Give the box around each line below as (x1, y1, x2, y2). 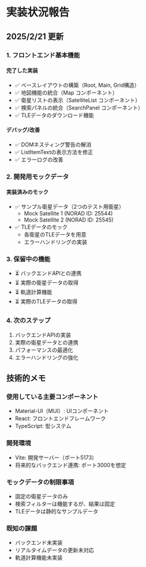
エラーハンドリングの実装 (23, 238, 88, 246)
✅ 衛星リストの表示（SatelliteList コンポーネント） (14, 96, 141, 104)
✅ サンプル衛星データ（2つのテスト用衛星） (14, 203, 124, 211)
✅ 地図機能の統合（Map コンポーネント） (14, 88, 118, 96)
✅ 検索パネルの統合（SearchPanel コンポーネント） (14, 104, 144, 111)
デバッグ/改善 (6, 126, 40, 134)
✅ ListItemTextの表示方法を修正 (14, 148, 94, 155)
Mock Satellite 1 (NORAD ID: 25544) (23, 210, 113, 217)
